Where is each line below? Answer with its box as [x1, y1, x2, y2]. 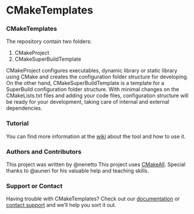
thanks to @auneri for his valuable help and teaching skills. [6, 167, 149, 175]
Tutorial [6, 119, 29, 127]
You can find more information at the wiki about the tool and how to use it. [6, 133, 186, 140]
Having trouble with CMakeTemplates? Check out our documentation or [6, 195, 180, 202]
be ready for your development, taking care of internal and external [6, 98, 170, 106]
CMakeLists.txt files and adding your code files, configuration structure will [6, 92, 189, 99]
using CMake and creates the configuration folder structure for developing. [6, 73, 189, 80]
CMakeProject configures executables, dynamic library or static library [6, 67, 178, 74]
